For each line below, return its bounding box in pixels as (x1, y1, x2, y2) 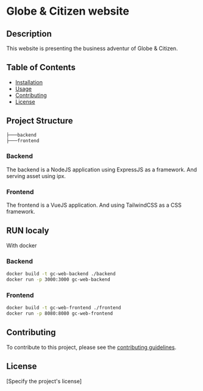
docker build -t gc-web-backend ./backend (6, 271, 116, 277)
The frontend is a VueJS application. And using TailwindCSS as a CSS (6, 201, 182, 209)
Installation (15, 78, 43, 86)
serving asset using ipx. (6, 172, 66, 179)
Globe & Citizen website (6, 4, 130, 18)
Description (6, 29, 52, 39)
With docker (6, 242, 37, 249)
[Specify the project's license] (6, 377, 82, 385)
